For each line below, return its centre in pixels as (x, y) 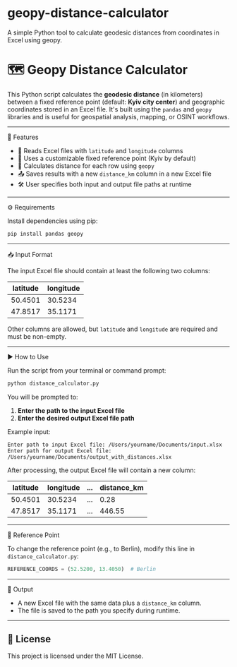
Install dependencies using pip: (53, 221)
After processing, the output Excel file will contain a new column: (102, 470)
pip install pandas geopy (45, 234)
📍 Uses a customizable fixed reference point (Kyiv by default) (107, 158)
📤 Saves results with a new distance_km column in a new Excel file (114, 174)
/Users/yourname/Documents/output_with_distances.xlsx (90, 457)
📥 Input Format (30, 254)
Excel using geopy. (35, 40)
